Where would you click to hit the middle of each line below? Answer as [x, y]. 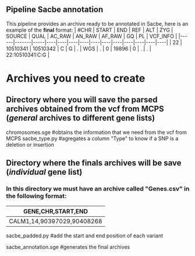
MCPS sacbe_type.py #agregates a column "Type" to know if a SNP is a [92, 138]
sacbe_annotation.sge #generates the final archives [68, 247]
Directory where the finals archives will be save [94, 163]
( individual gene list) [44, 172]
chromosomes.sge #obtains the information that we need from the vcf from [97, 132]
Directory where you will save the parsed [82, 100]
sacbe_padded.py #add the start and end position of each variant [85, 236]
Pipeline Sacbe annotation [55, 10]
